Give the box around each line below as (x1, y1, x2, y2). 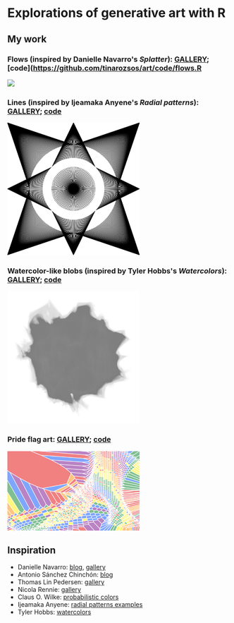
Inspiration (7, 545, 56, 557)
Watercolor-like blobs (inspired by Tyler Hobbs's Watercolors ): (7, 266, 228, 276)
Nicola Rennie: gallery (17, 586, 82, 594)
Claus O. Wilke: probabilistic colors (17, 593, 119, 601)
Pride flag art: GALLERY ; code (7, 435, 111, 444)
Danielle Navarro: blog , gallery (17, 563, 106, 571)
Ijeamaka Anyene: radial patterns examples (17, 600, 143, 609)
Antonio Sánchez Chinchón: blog (17, 570, 113, 579)
